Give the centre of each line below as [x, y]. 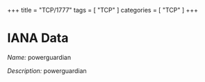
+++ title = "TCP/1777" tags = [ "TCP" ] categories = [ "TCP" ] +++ [102, 10]
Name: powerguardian [39, 57]
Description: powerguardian [47, 71]
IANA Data [38, 38]
